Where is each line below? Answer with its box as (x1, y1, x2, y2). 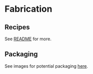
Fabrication (4, 3, 53, 15)
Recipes (4, 23, 30, 31)
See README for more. (4, 36, 52, 42)
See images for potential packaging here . (4, 63, 88, 69)
